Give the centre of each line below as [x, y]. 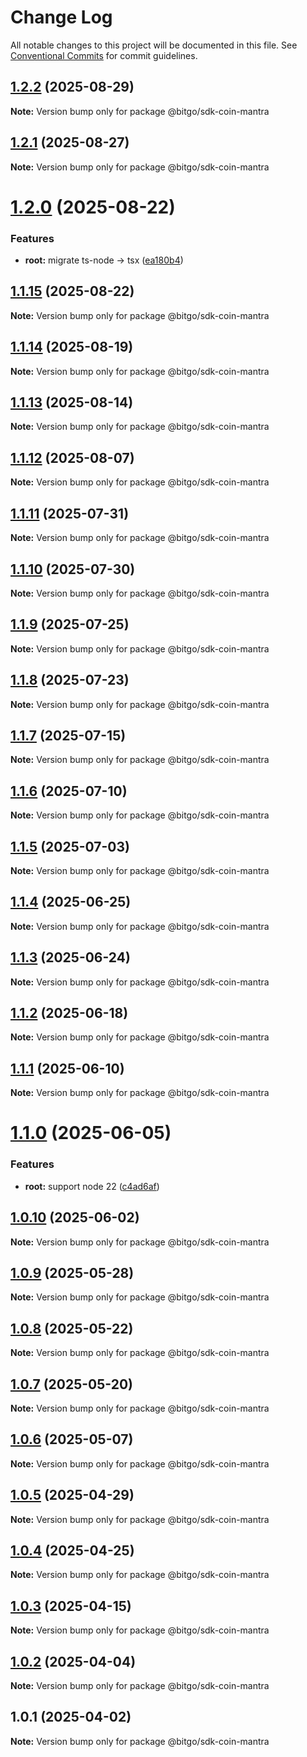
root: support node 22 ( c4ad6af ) [92, 1186]
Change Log [61, 17]
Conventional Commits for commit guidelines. [104, 55]
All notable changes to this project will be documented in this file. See [154, 45]
